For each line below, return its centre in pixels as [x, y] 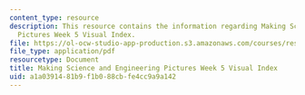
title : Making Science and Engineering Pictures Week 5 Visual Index [144, 69]
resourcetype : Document [54, 60]
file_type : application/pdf [63, 52]
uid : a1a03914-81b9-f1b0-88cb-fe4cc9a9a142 [93, 77]
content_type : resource [54, 18]
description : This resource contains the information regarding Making [148, 26]
